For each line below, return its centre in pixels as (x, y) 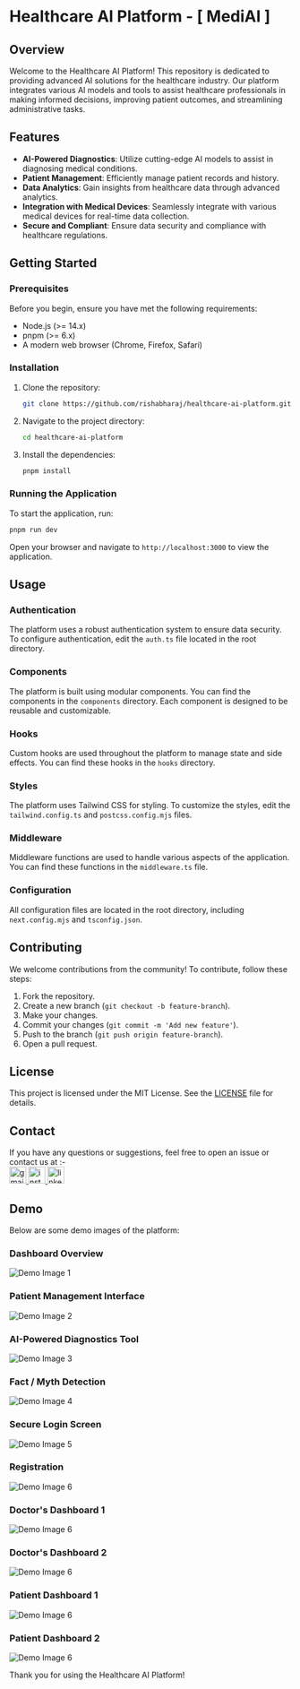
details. (23, 1103)
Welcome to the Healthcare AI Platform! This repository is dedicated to (140, 71)
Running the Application (63, 494)
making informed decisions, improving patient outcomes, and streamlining (146, 99)
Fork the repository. (59, 995)
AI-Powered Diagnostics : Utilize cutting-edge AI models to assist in (148, 159)
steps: (21, 978)
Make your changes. (60, 1015)
